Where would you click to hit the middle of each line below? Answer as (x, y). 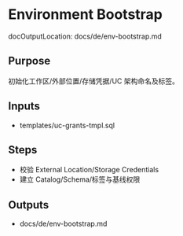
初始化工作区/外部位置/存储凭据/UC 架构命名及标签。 (93, 81)
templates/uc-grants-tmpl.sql (67, 125)
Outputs (29, 205)
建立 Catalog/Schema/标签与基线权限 (80, 179)
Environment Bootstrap (85, 15)
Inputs (24, 107)
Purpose (29, 61)
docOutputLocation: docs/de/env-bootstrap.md (85, 36)
